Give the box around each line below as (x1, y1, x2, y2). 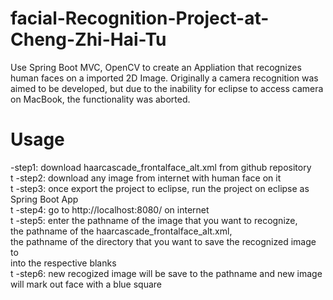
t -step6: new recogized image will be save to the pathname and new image (10, 267, 323, 279)
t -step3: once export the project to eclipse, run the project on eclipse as (10, 182, 310, 194)
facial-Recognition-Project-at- (10, 7, 270, 30)
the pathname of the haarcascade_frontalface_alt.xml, (10, 225, 233, 237)
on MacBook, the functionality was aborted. (10, 93, 191, 105)
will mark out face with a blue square (10, 278, 162, 290)
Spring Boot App (10, 193, 79, 205)
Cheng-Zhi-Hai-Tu (10, 28, 167, 51)
